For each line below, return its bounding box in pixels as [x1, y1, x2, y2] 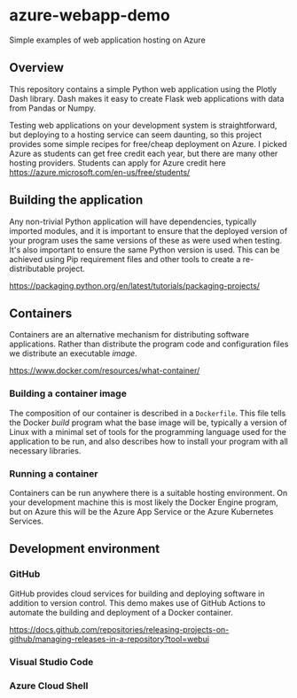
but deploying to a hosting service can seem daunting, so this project [9, 129, 262, 140]
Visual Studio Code [9, 655, 94, 668]
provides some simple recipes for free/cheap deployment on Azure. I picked [9, 138, 287, 149]
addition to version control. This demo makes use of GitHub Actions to [9, 597, 266, 608]
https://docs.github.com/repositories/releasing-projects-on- [9, 624, 230, 634]
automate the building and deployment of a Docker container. [9, 607, 233, 617]
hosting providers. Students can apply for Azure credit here [9, 157, 226, 168]
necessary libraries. [9, 445, 82, 456]
